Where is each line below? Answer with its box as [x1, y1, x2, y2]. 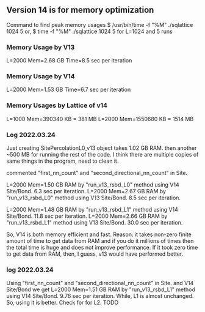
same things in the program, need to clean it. [6, 157, 119, 165]
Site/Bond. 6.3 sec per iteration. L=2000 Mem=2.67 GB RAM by [6, 188, 167, 195]
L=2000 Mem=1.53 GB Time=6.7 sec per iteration [6, 86, 131, 94]
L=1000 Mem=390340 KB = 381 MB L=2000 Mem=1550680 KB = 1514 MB [6, 115, 194, 122]
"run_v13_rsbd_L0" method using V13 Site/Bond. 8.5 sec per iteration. [6, 194, 181, 201]
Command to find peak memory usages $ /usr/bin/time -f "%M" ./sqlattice [6, 21, 193, 28]
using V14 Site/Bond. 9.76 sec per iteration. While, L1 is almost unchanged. [6, 292, 194, 300]
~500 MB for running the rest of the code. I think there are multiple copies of [6, 151, 199, 158]
